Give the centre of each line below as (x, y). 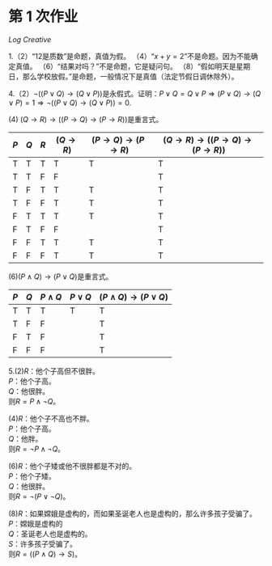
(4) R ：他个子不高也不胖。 (51, 418)
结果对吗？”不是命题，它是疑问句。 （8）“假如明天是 (148, 66)
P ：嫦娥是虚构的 (36, 523)
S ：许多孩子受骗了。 (42, 543)
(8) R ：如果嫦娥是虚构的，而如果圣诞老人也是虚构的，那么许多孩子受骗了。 (132, 513)
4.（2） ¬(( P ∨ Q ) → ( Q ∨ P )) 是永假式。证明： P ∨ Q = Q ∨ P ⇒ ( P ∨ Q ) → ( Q (135, 93)
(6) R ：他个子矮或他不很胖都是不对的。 (72, 466)
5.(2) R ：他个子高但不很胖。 (54, 371)
